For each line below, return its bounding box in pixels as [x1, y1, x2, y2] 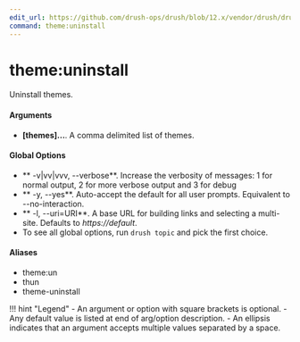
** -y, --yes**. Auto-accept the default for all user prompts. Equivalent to [21, 188, 290, 199]
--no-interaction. [21, 198, 85, 209]
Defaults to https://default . [39, 217, 137, 228]
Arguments [9, 110, 53, 121]
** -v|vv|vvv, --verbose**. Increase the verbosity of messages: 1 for [21, 170, 273, 180]
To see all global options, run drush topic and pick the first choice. [21, 227, 269, 238]
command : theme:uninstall [9, 21, 105, 30]
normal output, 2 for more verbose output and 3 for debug [21, 179, 237, 190]
